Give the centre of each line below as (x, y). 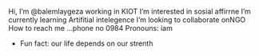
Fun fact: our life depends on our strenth (86, 43)
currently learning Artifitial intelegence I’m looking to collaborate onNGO (127, 20)
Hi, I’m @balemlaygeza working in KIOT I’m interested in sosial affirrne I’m (130, 11)
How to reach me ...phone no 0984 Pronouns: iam (91, 28)
